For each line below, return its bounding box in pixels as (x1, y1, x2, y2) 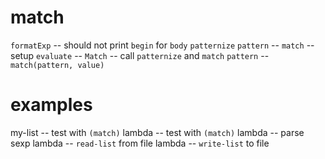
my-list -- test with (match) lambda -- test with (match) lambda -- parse (10, 126, 305, 138)
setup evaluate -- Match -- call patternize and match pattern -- (10, 49, 270, 61)
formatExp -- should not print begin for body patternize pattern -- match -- (10, 39, 315, 51)
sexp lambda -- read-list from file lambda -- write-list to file (10, 137, 270, 149)
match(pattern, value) (10, 60, 105, 70)
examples (10, 94, 93, 116)
